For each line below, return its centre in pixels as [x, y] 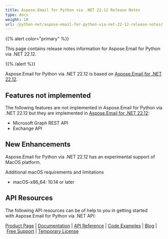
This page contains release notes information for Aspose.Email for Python [83, 49]
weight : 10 [17, 19]
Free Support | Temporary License [43, 231]
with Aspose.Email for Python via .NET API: [51, 216]
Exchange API [27, 129]
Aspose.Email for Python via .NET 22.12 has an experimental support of [80, 157]
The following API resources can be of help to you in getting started [77, 210]
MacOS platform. [23, 162]
